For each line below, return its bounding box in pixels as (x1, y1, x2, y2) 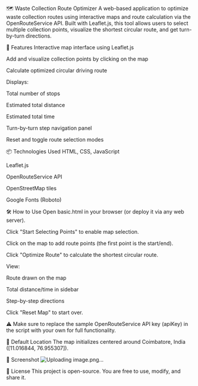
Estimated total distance (6, 102, 65, 108)
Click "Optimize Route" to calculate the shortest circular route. (6, 252, 159, 258)
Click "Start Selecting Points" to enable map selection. (6, 228, 139, 235)
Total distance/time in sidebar (6, 286, 79, 293)
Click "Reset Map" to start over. (6, 309, 83, 316)
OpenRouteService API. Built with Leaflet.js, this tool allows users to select (6, 20, 188, 27)
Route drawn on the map (6, 274, 67, 281)
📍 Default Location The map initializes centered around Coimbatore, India (6, 338, 186, 345)
